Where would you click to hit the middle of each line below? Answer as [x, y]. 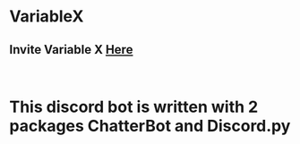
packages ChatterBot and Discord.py [150, 126]
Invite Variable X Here [71, 50]
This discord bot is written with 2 [134, 107]
